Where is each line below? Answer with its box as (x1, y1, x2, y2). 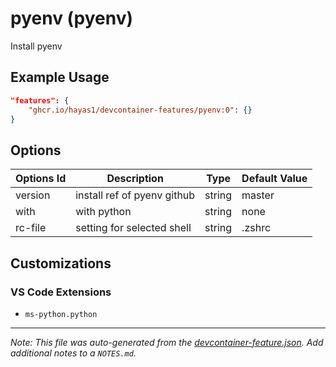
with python (75, 205, 132, 219)
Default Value (241, 172, 308, 186)
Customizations (10, 255, 112, 272)
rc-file (15, 221, 47, 235)
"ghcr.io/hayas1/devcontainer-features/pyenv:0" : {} (28, 105, 253, 115)
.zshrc (241, 221, 272, 235)
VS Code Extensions (10, 285, 112, 299)
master (241, 188, 275, 202)
